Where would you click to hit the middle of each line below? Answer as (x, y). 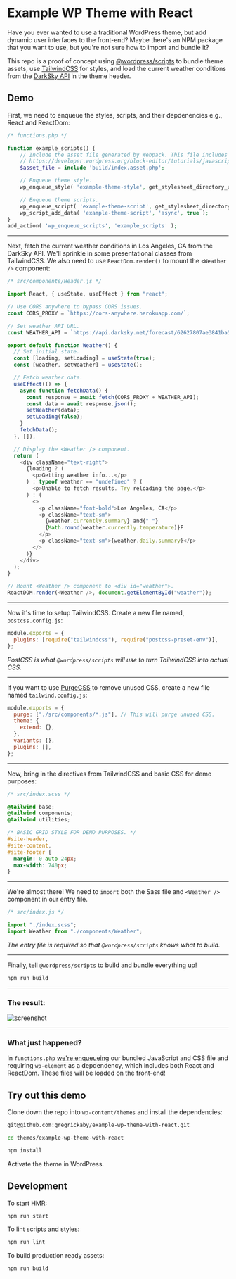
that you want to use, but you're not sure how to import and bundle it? (108, 47)
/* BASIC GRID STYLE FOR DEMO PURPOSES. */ (72, 833)
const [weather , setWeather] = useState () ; (78, 365)
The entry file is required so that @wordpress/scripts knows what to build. (114, 945)
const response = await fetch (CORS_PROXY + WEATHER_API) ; (112, 397)
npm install (25, 1150)
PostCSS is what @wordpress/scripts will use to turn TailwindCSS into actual (118, 660)
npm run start (28, 1216)
